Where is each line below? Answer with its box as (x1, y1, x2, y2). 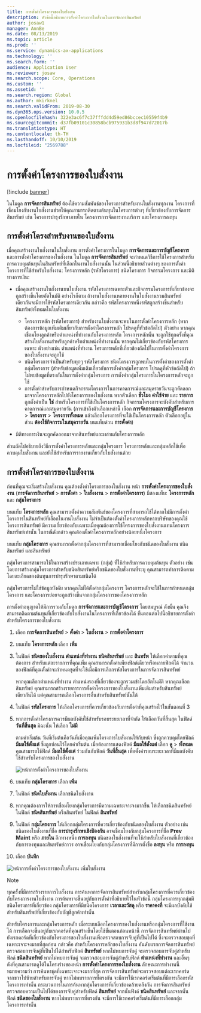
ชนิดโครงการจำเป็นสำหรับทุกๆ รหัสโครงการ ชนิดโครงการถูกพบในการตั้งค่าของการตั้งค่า (24, 358, 194, 365)
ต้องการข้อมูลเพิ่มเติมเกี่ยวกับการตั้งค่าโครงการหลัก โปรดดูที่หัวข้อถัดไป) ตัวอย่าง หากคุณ (24, 324, 196, 332)
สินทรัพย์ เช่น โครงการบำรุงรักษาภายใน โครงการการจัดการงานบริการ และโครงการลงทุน (7, 213, 178, 220)
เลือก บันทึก (15, 853, 39, 860)
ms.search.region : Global (7, 92, 71, 98)
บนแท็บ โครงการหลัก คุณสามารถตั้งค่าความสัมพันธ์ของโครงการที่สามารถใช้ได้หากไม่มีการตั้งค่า (7, 508, 189, 515)
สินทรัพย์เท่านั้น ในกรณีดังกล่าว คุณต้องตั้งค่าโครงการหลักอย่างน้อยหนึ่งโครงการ (7, 529, 162, 536)
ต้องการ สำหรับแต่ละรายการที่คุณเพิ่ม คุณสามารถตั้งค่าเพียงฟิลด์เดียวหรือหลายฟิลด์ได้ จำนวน (15, 659, 194, 667)
